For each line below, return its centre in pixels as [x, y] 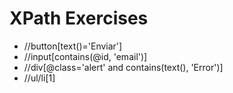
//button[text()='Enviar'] [73, 46]
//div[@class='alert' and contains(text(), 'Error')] [123, 67]
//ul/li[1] [39, 78]
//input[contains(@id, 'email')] [85, 56]
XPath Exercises [79, 18]
